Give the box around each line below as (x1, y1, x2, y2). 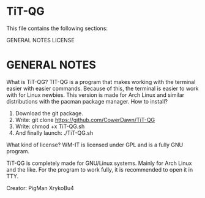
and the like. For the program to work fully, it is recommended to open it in (6, 166, 193, 173)
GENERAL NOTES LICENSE (6, 36, 75, 44)
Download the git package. (15, 109, 84, 117)
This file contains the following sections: (6, 25, 108, 32)
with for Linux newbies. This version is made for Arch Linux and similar (6, 91, 185, 99)
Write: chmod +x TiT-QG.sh (15, 123, 85, 130)
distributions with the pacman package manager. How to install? (6, 97, 168, 105)
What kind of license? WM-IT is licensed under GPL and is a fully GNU (6, 141, 184, 148)
